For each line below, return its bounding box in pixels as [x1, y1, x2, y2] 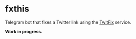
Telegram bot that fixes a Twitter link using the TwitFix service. [5, 19, 131, 25]
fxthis [5, 3, 29, 14]
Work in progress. [5, 28, 43, 34]
